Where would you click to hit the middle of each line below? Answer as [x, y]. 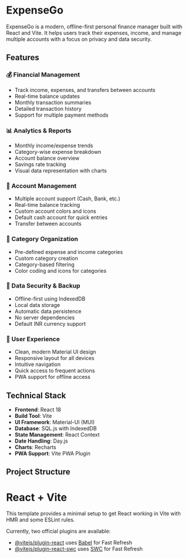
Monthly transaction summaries [53, 102]
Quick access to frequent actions [55, 371]
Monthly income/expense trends [54, 146]
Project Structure [38, 472]
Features [23, 57]
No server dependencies [45, 317]
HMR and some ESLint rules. [41, 520]
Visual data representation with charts [61, 170]
